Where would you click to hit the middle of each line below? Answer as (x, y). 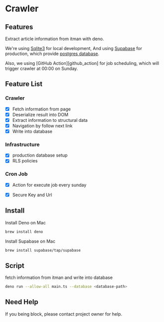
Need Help (22, 302)
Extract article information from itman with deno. (55, 39)
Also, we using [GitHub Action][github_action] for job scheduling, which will (82, 63)
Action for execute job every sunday (49, 185)
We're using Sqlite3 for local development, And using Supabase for (74, 48)
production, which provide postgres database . (52, 54)
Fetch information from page (41, 109)
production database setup (40, 155)
